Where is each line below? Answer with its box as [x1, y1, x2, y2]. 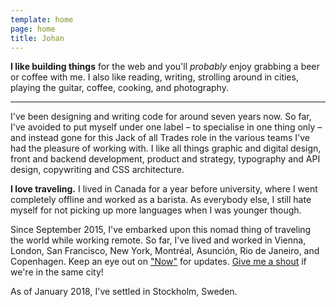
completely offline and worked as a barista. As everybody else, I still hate [10, 194, 312, 206]
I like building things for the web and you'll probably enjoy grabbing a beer [10, 61, 320, 73]
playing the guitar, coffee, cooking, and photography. [10, 82, 229, 94]
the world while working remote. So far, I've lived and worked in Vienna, [10, 234, 307, 246]
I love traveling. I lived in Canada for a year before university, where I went [10, 183, 318, 195]
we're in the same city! [10, 266, 104, 278]
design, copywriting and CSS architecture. [10, 164, 185, 176]
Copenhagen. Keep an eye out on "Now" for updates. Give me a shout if [10, 256, 307, 268]
